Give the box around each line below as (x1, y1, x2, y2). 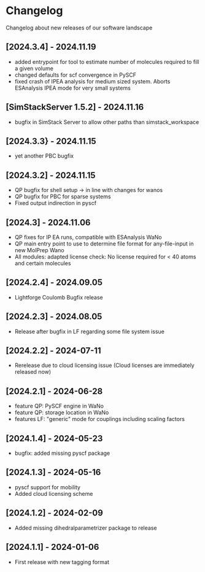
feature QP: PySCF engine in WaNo (14, 403, 104, 410)
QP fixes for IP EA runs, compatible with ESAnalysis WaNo (14, 234, 162, 241)
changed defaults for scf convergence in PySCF (14, 71, 136, 79)
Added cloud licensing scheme (14, 490, 93, 497)
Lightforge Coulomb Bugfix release (14, 293, 104, 301)
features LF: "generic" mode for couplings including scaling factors (14, 415, 185, 423)
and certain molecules (14, 260, 71, 267)
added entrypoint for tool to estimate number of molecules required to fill (14, 58, 199, 65)
